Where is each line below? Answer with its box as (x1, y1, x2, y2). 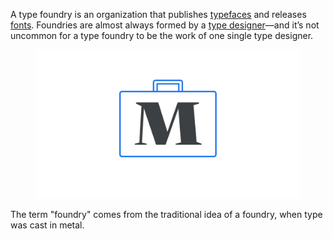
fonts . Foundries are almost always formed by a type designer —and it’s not (10, 19, 320, 31)
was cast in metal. (10, 219, 85, 231)
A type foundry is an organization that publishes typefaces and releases (10, 9, 307, 20)
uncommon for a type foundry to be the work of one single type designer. (10, 30, 314, 41)
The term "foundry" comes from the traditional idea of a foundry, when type (10, 209, 323, 221)
